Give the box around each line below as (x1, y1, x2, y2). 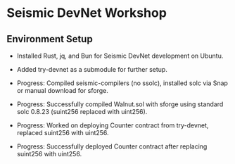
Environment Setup (6, 33, 93, 45)
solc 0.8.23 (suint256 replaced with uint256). (16, 108, 148, 115)
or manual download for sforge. (16, 87, 108, 94)
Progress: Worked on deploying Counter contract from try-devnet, (16, 121, 209, 130)
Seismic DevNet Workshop (6, 5, 167, 21)
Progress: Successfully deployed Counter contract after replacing (16, 142, 208, 151)
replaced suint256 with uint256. (16, 129, 110, 137)
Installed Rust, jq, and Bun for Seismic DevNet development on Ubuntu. (16, 51, 224, 60)
